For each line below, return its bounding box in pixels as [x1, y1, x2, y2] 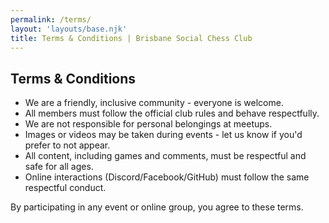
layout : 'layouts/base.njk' [10, 24, 128, 34]
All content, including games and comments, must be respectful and [24, 150, 307, 162]
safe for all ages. [24, 161, 94, 173]
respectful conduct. [24, 182, 107, 194]
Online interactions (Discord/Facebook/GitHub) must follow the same [24, 171, 310, 183]
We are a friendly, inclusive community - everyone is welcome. [24, 97, 284, 109]
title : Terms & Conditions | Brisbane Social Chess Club [10, 33, 253, 43]
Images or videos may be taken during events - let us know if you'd [24, 129, 303, 141]
